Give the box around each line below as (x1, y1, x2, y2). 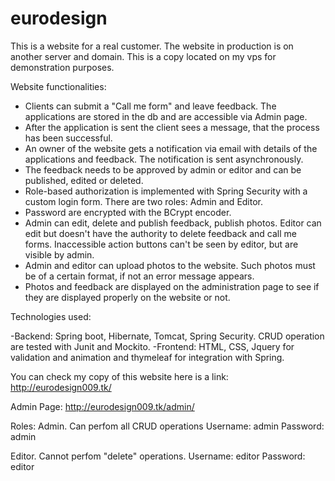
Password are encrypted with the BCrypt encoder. (24, 206, 232, 218)
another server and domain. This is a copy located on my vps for (10, 50, 277, 62)
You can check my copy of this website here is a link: (10, 370, 229, 382)
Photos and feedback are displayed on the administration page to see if (24, 280, 320, 292)
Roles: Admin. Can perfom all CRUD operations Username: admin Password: (10, 420, 325, 432)
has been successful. (24, 132, 113, 144)
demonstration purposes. (10, 61, 115, 73)
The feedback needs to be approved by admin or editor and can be (24, 163, 302, 176)
